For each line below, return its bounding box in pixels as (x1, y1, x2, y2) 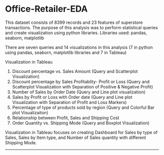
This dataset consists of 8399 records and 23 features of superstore (5, 19, 143, 25)
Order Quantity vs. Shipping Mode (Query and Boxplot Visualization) (12, 120, 150, 126)
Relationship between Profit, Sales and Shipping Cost (12, 115, 120, 121)
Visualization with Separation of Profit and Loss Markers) (12, 99, 127, 105)
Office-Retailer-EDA (5, 3, 88, 15)
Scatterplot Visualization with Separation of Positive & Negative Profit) (12, 84, 153, 89)
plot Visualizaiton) (12, 109, 49, 115)
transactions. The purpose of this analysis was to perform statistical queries (5, 24, 158, 30)
